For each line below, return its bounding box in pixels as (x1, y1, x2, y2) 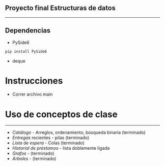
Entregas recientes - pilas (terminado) (12, 135, 89, 141)
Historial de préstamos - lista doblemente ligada (12, 145, 110, 151)
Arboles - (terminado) (12, 156, 56, 162)
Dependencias (5, 27, 51, 35)
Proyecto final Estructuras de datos (5, 4, 116, 12)
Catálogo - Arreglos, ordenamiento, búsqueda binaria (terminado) (12, 130, 146, 135)
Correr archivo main (12, 91, 53, 98)
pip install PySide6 (5, 49, 48, 54)
